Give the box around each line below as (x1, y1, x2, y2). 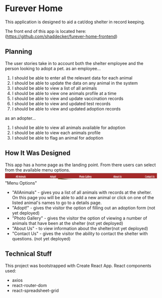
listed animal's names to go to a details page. (12, 200, 102, 205)
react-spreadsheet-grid (12, 287, 59, 293)
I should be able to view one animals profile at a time (12, 90, 117, 96)
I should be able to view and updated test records (12, 100, 111, 107)
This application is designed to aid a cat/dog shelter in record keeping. (5, 19, 146, 25)
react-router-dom (12, 282, 47, 288)
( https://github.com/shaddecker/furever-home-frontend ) (5, 33, 118, 39)
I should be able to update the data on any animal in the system (12, 80, 138, 86)
